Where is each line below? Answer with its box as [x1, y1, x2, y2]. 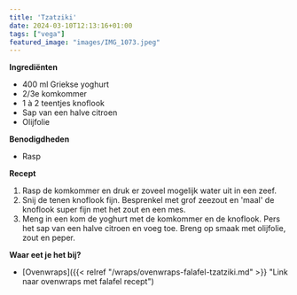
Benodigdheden [9, 134, 70, 144]
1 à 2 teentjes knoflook [21, 98, 105, 109]
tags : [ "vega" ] [9, 29, 66, 38]
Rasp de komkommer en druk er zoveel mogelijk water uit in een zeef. [21, 185, 277, 196]
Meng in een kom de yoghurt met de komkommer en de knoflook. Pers [21, 213, 281, 224]
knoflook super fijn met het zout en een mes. [21, 205, 186, 215]
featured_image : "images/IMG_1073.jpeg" [9, 37, 161, 47]
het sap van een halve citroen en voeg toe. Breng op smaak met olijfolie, [21, 223, 286, 234]
